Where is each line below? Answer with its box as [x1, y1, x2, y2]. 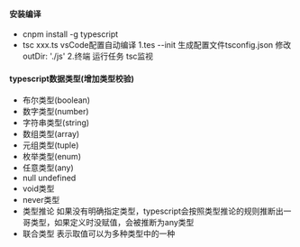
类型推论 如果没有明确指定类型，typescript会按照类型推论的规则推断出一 [22, 206, 292, 216]
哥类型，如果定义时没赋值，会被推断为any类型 [22, 217, 195, 228]
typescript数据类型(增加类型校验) [9, 73, 135, 84]
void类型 [22, 183, 55, 194]
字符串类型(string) [22, 117, 90, 128]
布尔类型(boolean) [22, 95, 91, 105]
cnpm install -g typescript [22, 29, 119, 40]
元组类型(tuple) [22, 140, 79, 151]
